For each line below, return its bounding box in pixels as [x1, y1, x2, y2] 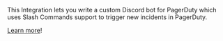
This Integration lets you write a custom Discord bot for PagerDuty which [7, 6, 217, 14]
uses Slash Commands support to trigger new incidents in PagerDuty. [7, 13, 208, 21]
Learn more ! [7, 27, 43, 34]
